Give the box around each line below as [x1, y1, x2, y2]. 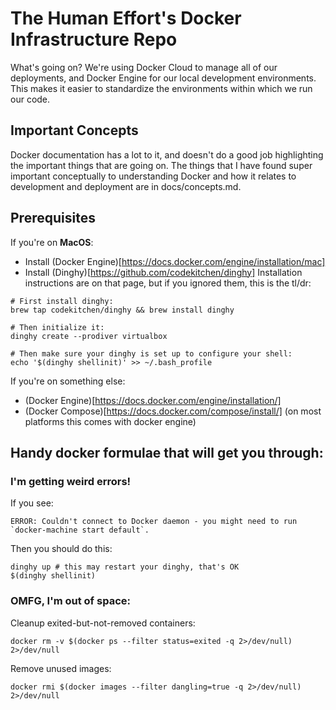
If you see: [10, 497, 54, 509]
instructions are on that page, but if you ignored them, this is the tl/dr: [24, 277, 312, 289]
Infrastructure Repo [10, 28, 178, 51]
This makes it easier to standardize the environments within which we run [10, 82, 313, 94]
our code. [10, 93, 51, 105]
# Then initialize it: [10, 322, 105, 332]
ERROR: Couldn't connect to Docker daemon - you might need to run [10, 517, 298, 527]
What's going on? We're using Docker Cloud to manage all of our [10, 61, 278, 73]
